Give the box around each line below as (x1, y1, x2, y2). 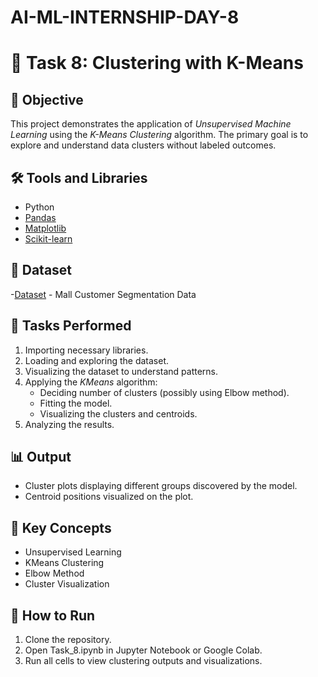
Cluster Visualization (24, 578, 110, 590)
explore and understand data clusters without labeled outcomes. (10, 139, 277, 151)
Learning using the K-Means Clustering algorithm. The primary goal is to (10, 129, 309, 141)
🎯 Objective (10, 91, 84, 108)
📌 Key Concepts (10, 519, 112, 536)
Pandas (24, 212, 57, 223)
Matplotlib (24, 222, 67, 234)
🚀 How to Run (10, 607, 96, 624)
